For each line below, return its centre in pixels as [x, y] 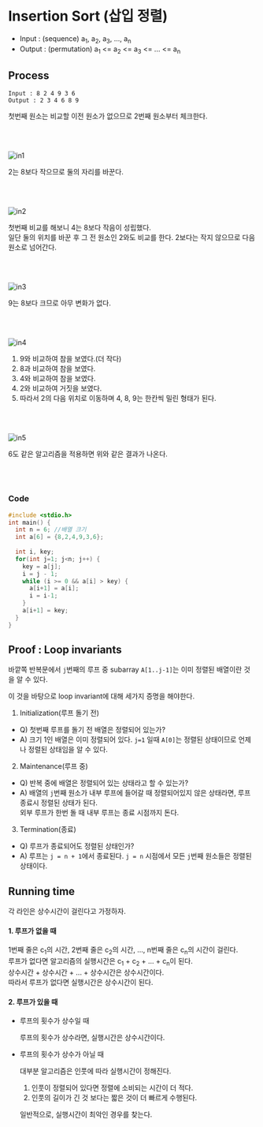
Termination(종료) [48, 829]
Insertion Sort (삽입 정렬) [88, 16]
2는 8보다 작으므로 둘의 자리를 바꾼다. [66, 172]
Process [29, 75]
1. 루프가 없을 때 [32, 930]
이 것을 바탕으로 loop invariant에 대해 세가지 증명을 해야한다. [102, 696]
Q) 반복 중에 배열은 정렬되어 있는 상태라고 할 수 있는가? [104, 783]
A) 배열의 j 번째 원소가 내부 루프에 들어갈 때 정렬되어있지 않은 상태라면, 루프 [135, 793]
